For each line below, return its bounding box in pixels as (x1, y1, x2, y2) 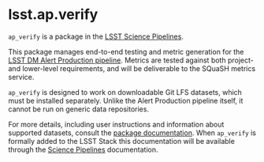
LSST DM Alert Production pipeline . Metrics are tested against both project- (8, 55, 254, 65)
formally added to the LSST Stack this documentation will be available (8, 136, 235, 145)
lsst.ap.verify (8, 6, 99, 24)
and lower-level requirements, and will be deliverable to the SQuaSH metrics (8, 63, 256, 73)
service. (8, 72, 35, 81)
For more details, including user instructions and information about (8, 119, 225, 129)
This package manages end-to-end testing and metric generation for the (8, 47, 244, 56)
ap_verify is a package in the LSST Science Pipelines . (8, 32, 184, 41)
